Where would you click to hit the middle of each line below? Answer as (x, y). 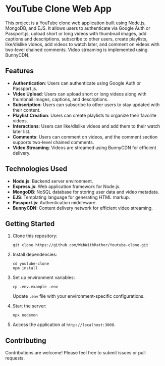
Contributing (26, 340)
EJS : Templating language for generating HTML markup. (71, 197)
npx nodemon (25, 315)
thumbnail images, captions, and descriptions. (61, 99)
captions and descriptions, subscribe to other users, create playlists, (76, 39)
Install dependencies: (35, 255)
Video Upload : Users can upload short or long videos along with (79, 94)
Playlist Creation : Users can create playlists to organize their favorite (84, 115)
